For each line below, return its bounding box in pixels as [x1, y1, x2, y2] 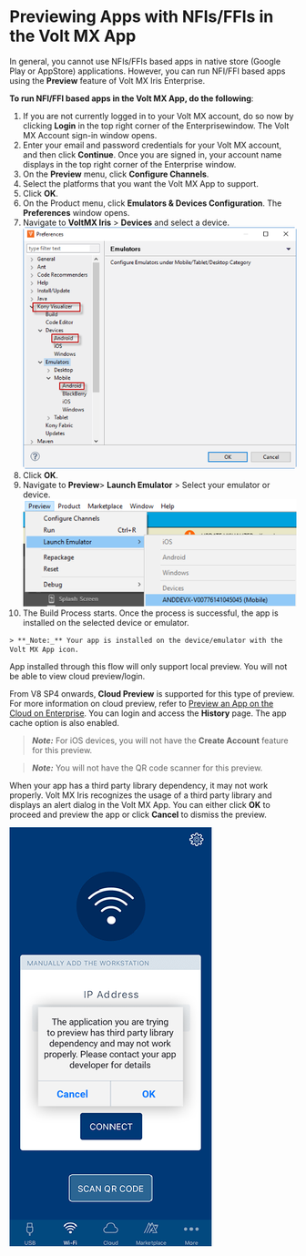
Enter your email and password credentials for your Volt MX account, [22, 139, 282, 150]
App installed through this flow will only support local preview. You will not [9, 661, 288, 672]
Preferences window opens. [22, 207, 130, 218]
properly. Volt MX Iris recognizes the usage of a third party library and [9, 790, 272, 801]
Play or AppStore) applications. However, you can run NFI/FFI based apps [9, 66, 286, 77]
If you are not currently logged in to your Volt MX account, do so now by [22, 110, 294, 121]
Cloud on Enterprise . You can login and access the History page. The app [9, 708, 287, 719]
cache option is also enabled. [9, 718, 120, 729]
